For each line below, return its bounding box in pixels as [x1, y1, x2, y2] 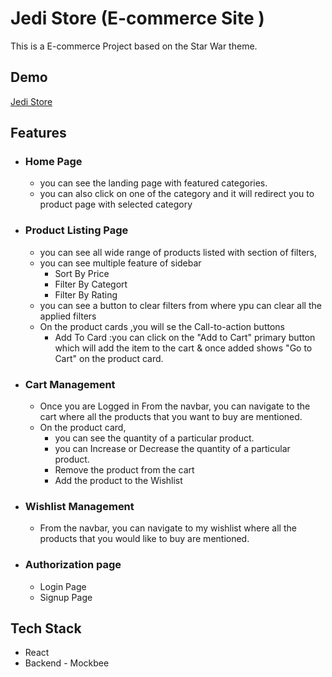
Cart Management [24, 377, 116, 391]
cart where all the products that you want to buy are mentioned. [39, 411, 303, 423]
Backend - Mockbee [24, 657, 110, 669]
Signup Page [39, 591, 93, 603]
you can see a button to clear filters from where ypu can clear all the [39, 299, 322, 311]
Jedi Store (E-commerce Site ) [10, 7, 265, 30]
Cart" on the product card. [54, 352, 164, 364]
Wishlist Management [24, 499, 135, 513]
